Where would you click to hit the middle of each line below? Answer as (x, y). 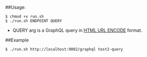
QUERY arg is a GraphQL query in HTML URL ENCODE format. (77, 30)
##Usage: (16, 7)
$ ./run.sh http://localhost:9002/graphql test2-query (64, 49)
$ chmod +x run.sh (24, 17)
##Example (17, 40)
